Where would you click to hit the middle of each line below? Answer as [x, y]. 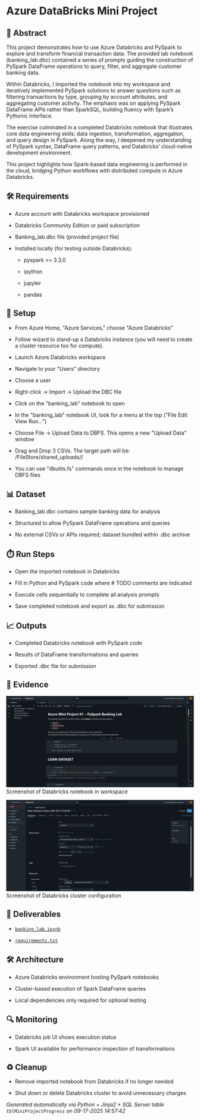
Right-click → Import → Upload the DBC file [68, 392]
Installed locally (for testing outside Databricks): [74, 248]
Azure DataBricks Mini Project [82, 11]
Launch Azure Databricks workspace [60, 357]
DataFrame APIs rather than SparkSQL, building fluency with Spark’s [90, 109]
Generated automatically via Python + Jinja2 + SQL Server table [85, 1105]
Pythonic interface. [29, 116]
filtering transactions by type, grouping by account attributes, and [87, 97]
